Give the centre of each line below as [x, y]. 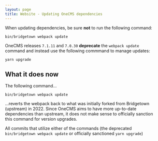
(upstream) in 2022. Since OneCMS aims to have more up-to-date [71, 109]
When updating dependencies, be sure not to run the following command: [79, 28]
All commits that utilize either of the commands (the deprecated [68, 128]
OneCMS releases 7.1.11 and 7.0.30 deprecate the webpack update [72, 45]
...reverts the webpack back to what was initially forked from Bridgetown [77, 104]
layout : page [18, 9]
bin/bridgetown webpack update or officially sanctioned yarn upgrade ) [74, 134]
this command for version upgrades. [41, 119]
